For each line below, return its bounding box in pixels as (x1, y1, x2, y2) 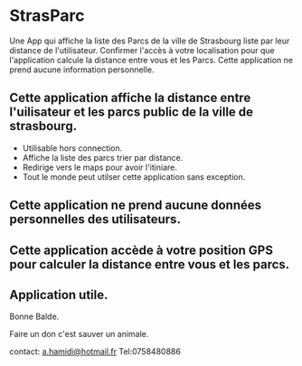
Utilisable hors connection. (22, 142, 123, 154)
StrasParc (9, 5, 85, 26)
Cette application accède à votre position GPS (9, 242, 274, 258)
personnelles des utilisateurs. (9, 211, 181, 227)
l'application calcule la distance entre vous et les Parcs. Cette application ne (9, 54, 294, 65)
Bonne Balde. (9, 311, 60, 322)
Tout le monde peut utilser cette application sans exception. (22, 171, 246, 182)
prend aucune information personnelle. (9, 64, 155, 75)
